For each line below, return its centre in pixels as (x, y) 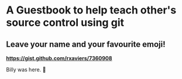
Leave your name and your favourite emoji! (86, 44)
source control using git (65, 23)
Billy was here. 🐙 (26, 70)
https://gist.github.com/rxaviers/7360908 (59, 58)
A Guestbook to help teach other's (91, 10)
